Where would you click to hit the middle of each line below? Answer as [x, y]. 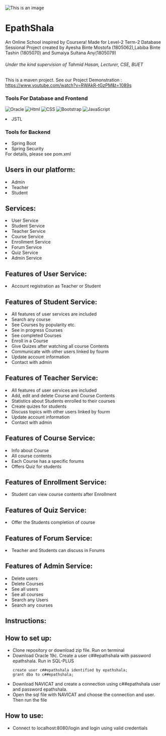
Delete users [25, 578]
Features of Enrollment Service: [56, 482]
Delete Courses [28, 584]
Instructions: [26, 621]
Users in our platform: [40, 170]
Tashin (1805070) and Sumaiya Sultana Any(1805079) [61, 52]
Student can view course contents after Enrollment [64, 495]
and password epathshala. [40, 689]
